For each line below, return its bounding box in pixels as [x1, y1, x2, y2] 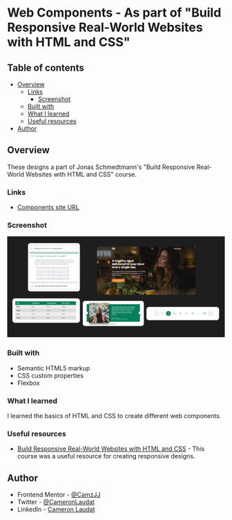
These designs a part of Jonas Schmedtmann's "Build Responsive [7, 163, 195, 171]
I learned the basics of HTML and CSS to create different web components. [7, 411, 222, 420]
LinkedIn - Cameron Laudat [17, 505, 95, 513]
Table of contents [7, 62, 84, 73]
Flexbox [17, 379, 40, 387]
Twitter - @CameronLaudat [17, 498, 95, 506]
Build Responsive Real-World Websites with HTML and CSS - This [17, 445, 205, 453]
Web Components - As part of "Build [7, 5, 222, 21]
